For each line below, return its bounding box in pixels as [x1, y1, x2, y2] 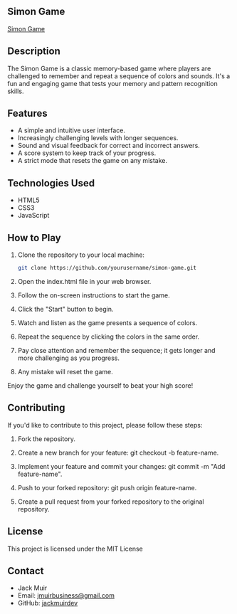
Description [7, 46, 60, 58]
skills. [7, 87, 24, 95]
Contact [7, 565, 44, 577]
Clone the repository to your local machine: [17, 250, 144, 259]
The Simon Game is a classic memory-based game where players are [7, 64, 211, 73]
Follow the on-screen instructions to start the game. [17, 291, 170, 300]
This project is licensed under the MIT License [7, 544, 144, 553]
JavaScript [17, 211, 50, 220]
